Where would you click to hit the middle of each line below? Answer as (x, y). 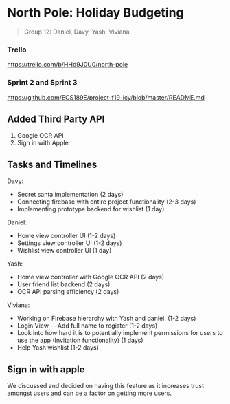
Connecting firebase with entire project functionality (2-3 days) (106, 202)
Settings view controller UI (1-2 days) (69, 243)
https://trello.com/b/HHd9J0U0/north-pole (68, 65)
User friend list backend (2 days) (64, 284)
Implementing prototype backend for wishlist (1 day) (91, 209)
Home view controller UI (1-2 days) (66, 236)
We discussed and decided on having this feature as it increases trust (106, 385)
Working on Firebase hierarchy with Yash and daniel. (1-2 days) (106, 319)
